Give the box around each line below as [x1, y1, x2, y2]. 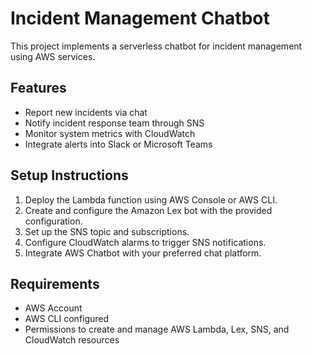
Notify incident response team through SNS [24, 117, 205, 129]
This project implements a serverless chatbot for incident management [10, 40, 303, 52]
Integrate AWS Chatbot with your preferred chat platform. [24, 247, 262, 259]
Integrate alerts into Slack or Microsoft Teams [24, 138, 213, 150]
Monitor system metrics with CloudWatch [24, 127, 196, 139]
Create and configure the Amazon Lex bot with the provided [24, 204, 273, 216]
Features [10, 80, 67, 97]
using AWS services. [10, 50, 96, 62]
